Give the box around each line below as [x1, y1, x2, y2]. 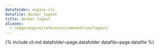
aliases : [5, 21, 24, 26]
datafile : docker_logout [5, 12, 57, 17]
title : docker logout [5, 16, 51, 21]
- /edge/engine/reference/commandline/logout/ [10, 26, 109, 31]
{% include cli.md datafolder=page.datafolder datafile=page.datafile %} [5, 39, 154, 45]
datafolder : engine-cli [5, 7, 55, 12]
